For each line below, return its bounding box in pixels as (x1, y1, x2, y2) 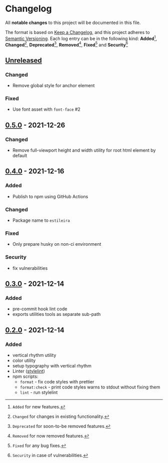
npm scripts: (12, 373, 38, 379)
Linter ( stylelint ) (12, 368, 45, 374)
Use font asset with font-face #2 (12, 106, 81, 113)
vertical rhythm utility (12, 352, 56, 358)
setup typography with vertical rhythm (12, 362, 91, 368)
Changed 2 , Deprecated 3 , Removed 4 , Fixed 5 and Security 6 (5, 41, 128, 48)
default (12, 152, 27, 158)
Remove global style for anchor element (12, 82, 95, 88)
